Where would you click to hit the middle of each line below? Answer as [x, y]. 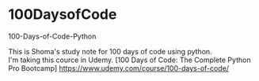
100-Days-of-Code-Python [52, 36]
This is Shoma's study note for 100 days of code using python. [110, 51]
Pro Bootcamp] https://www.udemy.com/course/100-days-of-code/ [119, 68]
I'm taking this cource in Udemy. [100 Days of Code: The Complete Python [129, 60]
